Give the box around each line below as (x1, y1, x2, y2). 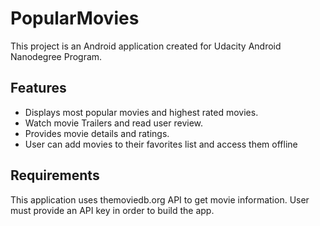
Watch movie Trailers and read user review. (24, 117, 204, 129)
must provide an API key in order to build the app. (10, 204, 215, 216)
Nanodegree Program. (10, 50, 103, 62)
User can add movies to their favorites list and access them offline (24, 138, 298, 150)
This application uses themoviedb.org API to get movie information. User (10, 193, 310, 206)
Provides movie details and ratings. (24, 127, 170, 139)
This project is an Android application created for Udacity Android (10, 40, 282, 52)
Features (10, 80, 67, 97)
